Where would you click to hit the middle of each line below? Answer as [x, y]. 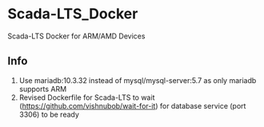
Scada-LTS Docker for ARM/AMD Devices [76, 36]
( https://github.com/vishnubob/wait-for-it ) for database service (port [132, 105]
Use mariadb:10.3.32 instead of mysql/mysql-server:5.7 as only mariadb [138, 80]
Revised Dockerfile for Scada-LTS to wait [87, 97]
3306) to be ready [49, 114]
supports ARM [43, 89]
